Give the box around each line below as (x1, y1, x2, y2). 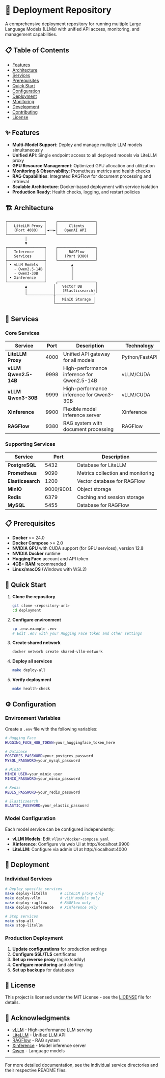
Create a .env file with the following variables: (5, 726, 98, 732)
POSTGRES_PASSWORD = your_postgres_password (5, 754, 93, 759)
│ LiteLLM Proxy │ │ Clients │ (5, 224, 98, 229)
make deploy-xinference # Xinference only (5, 905, 98, 910)
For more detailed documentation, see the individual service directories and (5, 1062, 158, 1068)
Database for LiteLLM (77, 462, 127, 468)
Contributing (12, 109, 38, 115)
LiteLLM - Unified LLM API (12, 1032, 66, 1038)
